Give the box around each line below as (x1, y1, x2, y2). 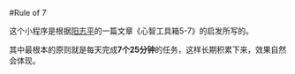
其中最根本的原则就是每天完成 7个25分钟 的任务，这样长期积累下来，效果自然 (9, 44, 287, 55)
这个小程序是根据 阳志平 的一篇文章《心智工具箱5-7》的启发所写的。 (9, 26, 254, 36)
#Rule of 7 (9, 8, 47, 18)
